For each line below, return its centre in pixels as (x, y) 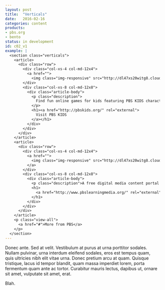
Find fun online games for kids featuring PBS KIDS (90, 101)
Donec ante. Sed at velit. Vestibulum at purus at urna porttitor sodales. (76, 247)
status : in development (29, 42)
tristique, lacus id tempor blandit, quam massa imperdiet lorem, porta (75, 263)
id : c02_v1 (16, 46)
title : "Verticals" (26, 14)
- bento (13, 37)
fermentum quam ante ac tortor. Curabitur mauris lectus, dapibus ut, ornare (81, 268)
